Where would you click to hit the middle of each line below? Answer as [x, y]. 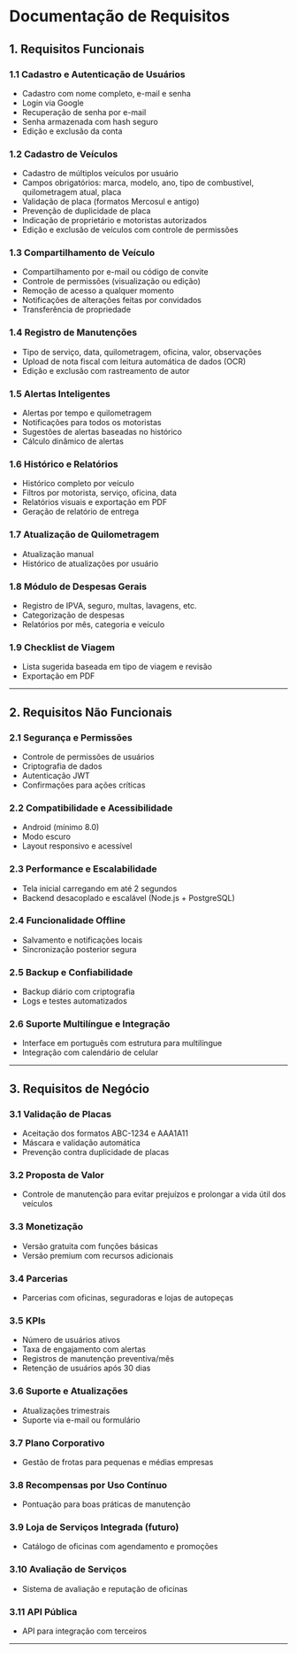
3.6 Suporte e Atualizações [69, 1391]
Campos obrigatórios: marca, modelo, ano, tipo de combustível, [138, 182]
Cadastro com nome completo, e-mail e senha [107, 93]
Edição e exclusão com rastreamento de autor [106, 370]
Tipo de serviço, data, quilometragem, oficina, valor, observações [142, 352]
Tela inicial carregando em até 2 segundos [99, 889]
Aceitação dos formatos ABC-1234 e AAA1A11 [105, 1133]
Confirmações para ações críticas [84, 785]
